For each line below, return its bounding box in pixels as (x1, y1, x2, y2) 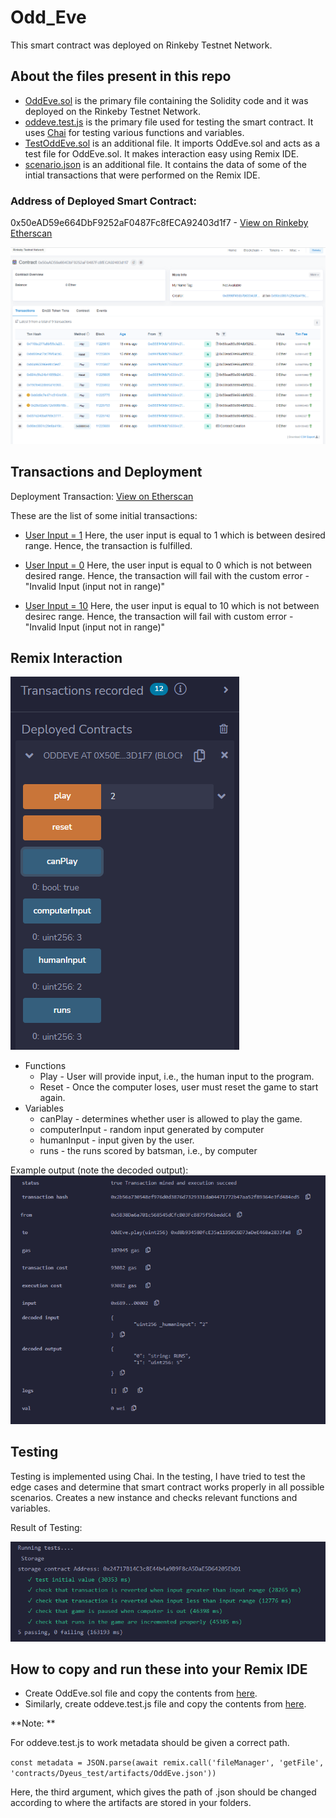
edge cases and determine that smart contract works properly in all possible (10, 1481, 325, 1493)
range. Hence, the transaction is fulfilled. (24, 539, 193, 551)
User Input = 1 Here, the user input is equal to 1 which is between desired (24, 529, 326, 541)
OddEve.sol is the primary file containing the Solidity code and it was (24, 94, 309, 106)
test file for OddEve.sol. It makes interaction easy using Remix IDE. (24, 147, 300, 160)
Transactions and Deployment (10, 464, 203, 481)
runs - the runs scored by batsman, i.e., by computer (39, 1145, 258, 1157)
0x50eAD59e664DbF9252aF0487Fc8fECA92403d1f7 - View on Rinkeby (10, 217, 309, 229)
